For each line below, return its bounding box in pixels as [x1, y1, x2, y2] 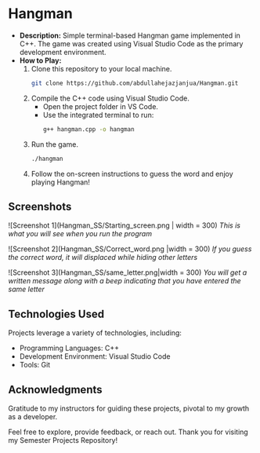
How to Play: [19, 56, 62, 65]
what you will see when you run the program [8, 229, 153, 239]
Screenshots [8, 199, 72, 213]
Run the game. [31, 139, 78, 149]
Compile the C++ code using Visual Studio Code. [31, 93, 190, 103]
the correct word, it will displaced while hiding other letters [8, 253, 198, 262]
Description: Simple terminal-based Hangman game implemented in [19, 31, 241, 40]
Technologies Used [8, 307, 104, 320]
